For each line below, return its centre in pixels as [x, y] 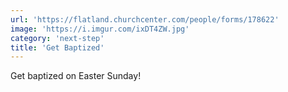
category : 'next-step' [57, 38]
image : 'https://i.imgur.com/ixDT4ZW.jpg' [100, 29]
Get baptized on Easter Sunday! [76, 76]
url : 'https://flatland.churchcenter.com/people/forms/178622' [145, 19]
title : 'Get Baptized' [57, 47]
